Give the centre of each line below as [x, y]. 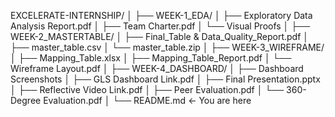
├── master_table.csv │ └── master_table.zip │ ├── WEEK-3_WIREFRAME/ [167, 47]
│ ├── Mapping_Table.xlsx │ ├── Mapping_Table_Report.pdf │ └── [151, 58]
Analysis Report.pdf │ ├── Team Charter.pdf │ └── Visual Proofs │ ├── [160, 26]
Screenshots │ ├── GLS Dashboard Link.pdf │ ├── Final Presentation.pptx [165, 79]
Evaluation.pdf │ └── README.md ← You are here [147, 100]
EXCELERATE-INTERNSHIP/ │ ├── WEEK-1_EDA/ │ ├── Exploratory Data [161, 15]
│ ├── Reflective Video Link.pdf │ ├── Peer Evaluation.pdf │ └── [147, 89]
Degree [26, 100]
